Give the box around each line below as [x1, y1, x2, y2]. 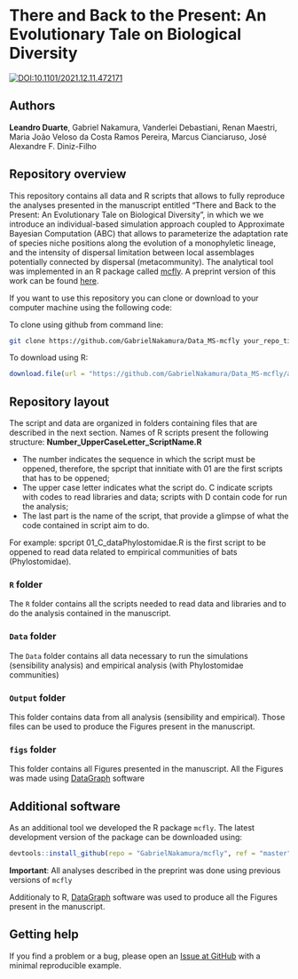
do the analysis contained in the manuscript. [9, 608, 171, 619]
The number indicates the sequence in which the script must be [21, 454, 255, 465]
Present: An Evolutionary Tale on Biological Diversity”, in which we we [9, 209, 264, 220]
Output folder [9, 691, 67, 703]
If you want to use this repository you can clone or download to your [9, 293, 259, 303]
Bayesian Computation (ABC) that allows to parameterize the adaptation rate [9, 228, 288, 238]
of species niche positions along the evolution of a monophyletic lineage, [9, 237, 277, 248]
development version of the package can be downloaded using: [9, 832, 242, 843]
